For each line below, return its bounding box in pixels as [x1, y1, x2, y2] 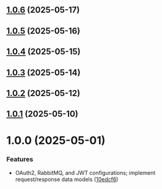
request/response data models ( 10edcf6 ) [15, 176, 119, 183]
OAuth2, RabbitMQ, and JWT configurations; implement [15, 169, 156, 176]
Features [6, 155, 34, 164]
